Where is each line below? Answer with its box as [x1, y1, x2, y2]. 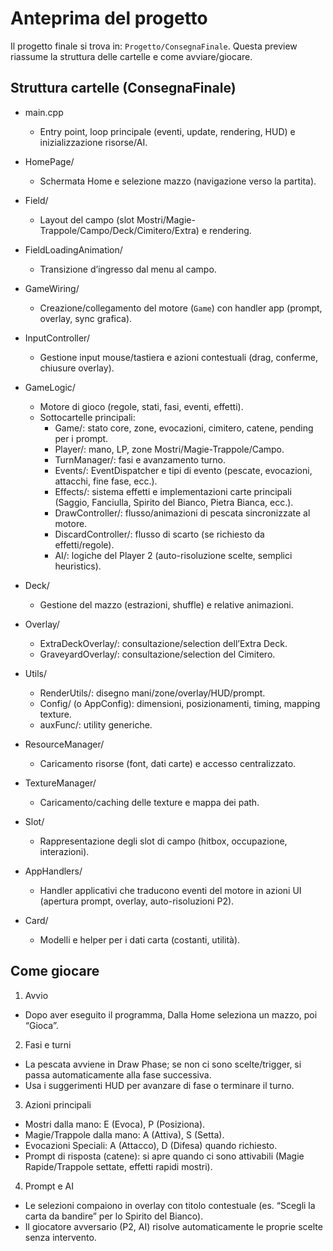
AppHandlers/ [24, 865, 83, 877]
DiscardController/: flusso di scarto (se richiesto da [54, 528, 265, 540]
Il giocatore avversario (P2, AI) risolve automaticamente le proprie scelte [24, 1220, 323, 1232]
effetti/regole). [54, 538, 115, 551]
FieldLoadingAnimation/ [24, 243, 123, 256]
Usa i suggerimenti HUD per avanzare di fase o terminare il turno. [24, 1079, 295, 1091]
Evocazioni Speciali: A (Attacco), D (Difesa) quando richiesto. [24, 1139, 278, 1151]
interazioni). [39, 845, 90, 857]
